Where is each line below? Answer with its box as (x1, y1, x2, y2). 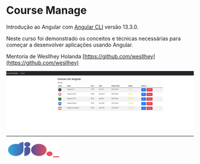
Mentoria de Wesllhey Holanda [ (6, 52, 85, 60)
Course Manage (6, 4, 87, 17)
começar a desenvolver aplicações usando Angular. (6, 41, 133, 48)
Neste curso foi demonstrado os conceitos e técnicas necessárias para (6, 35, 181, 42)
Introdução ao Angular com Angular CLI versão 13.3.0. (6, 23, 139, 30)
